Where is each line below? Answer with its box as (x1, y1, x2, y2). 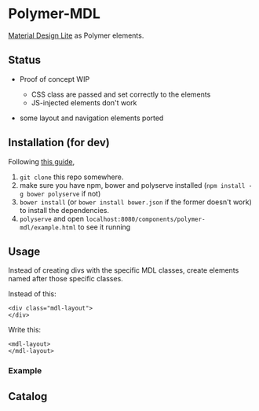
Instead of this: (8, 289, 57, 299)
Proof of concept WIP (19, 74, 90, 83)
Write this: (8, 325, 42, 335)
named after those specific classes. (8, 274, 123, 284)
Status (8, 53, 42, 67)
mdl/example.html (19, 223, 77, 232)
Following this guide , (8, 156, 75, 166)
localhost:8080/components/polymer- (86, 215, 206, 223)
